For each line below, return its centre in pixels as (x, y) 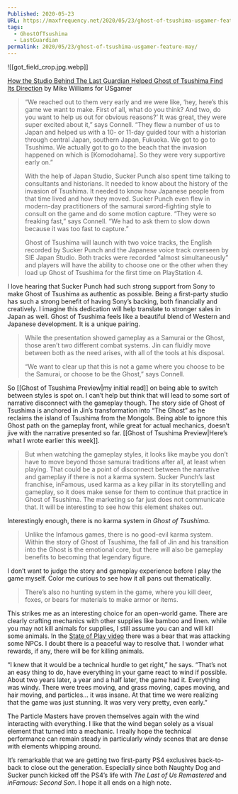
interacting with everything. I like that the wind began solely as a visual (110, 723)
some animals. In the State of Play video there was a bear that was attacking (119, 636)
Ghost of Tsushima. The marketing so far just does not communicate (125, 499)
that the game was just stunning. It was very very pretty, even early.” (107, 702)
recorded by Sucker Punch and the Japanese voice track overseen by (126, 250)
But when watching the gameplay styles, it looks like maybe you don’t (126, 454)
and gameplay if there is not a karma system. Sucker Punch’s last (120, 477)
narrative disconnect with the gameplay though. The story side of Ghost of (116, 403)
